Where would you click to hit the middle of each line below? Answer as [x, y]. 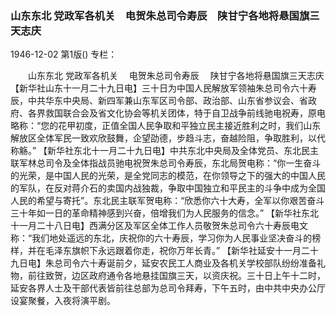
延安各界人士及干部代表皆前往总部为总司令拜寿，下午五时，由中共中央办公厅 [168, 288]
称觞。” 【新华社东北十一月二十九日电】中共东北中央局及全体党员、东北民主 [165, 151]
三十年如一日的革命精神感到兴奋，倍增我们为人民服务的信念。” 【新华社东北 [165, 213]
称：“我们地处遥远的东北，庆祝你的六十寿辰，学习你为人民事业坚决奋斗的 [161, 238]
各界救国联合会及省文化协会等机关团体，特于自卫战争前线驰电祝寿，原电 [176, 113]
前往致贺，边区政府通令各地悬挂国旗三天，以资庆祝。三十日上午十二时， [176, 276]
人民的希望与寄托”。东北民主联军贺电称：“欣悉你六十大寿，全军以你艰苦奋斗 [167, 201]
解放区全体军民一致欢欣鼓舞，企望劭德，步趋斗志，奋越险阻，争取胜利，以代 [168, 138]
